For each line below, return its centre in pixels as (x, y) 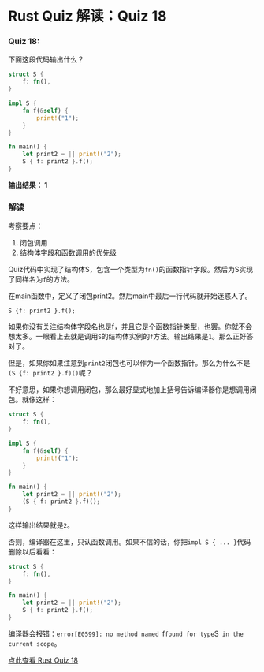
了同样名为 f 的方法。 (41, 279)
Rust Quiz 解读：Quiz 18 (87, 16)
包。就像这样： (32, 400)
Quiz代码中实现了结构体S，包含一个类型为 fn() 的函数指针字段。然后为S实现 (131, 270)
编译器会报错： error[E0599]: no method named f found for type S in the (126, 633)
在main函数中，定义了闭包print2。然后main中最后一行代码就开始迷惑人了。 (130, 296)
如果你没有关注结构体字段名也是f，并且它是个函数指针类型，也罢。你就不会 (130, 327)
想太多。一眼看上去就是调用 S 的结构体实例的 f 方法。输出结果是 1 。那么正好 (127, 337)
